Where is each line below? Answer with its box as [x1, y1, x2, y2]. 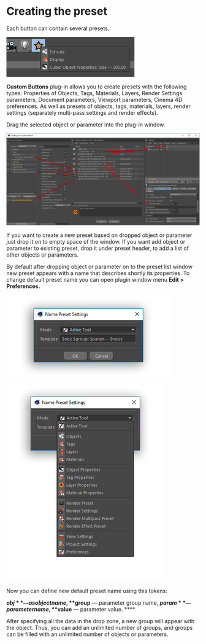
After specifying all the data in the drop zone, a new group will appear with [6, 618, 195, 625]
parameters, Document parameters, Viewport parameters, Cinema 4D [6, 96, 183, 103]
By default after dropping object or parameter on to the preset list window [6, 263, 193, 271]
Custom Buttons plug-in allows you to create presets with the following [6, 83, 187, 90]
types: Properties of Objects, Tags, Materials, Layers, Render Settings [6, 89, 183, 96]
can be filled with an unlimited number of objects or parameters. [6, 630, 169, 638]
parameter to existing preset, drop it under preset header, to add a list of [6, 244, 189, 252]
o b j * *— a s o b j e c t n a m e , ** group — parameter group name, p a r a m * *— [6, 599, 191, 607]
